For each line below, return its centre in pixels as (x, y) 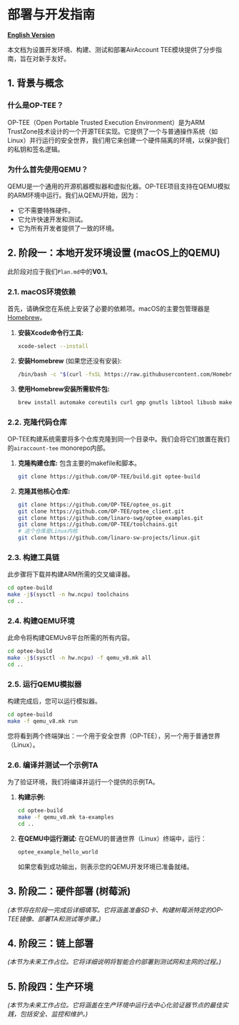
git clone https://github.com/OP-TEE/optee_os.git (95, 504)
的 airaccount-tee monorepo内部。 (58, 448)
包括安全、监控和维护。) (54, 1014)
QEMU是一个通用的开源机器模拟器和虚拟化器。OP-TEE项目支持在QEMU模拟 (119, 186)
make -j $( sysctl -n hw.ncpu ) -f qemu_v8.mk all (80, 658)
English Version (31, 35)
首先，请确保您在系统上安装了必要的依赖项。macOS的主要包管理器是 (109, 309)
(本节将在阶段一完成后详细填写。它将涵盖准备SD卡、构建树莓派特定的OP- (115, 910)
